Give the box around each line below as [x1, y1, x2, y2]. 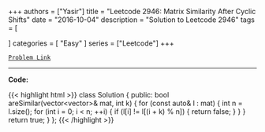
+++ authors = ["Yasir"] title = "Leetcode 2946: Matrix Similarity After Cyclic [8, 7, 256, 16]
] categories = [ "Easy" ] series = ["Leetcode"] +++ [8, 38, 175, 48]
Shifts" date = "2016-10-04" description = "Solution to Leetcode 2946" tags [8, 15, 255, 24]
